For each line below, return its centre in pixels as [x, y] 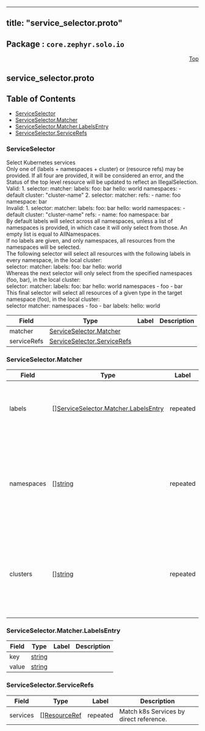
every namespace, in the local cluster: [54, 260]
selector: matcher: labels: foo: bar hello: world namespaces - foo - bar [95, 286]
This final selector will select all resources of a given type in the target [94, 292]
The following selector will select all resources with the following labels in [99, 253]
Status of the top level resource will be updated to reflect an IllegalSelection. [102, 182]
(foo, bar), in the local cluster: [44, 279]
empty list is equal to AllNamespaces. [53, 234]
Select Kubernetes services [41, 162]
